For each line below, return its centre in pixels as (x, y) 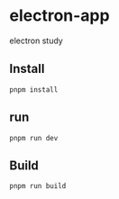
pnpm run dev (34, 138)
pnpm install (34, 90)
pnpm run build (38, 186)
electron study (36, 41)
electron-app (59, 16)
